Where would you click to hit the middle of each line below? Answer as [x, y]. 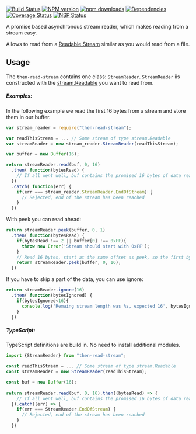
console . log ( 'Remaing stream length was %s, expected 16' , [94, 306]
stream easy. [22, 33]
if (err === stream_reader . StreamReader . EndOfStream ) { [85, 192]
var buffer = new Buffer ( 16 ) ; [43, 154]
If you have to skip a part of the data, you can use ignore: [75, 279]
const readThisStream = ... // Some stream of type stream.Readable [91, 366]
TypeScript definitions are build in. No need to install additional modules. [93, 345]
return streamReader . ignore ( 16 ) [45, 290]
